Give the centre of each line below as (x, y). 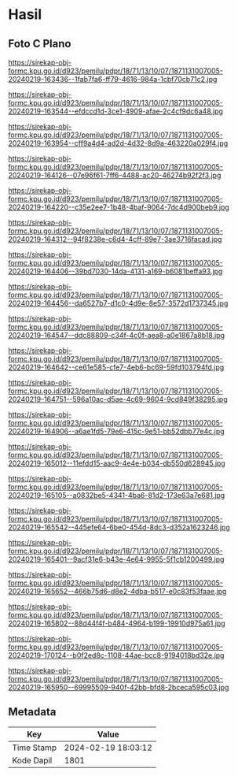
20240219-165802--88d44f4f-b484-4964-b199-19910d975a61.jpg (117, 623)
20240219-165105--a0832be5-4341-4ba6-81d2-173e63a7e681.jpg (117, 495)
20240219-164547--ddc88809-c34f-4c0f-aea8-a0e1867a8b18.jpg (117, 335)
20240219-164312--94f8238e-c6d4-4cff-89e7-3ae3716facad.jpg (115, 239)
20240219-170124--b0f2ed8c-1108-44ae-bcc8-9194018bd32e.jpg (116, 655)
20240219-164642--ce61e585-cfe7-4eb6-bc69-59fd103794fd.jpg (116, 367)
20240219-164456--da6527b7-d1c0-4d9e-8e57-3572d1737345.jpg (118, 303)
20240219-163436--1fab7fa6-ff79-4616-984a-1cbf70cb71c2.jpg (113, 79)
